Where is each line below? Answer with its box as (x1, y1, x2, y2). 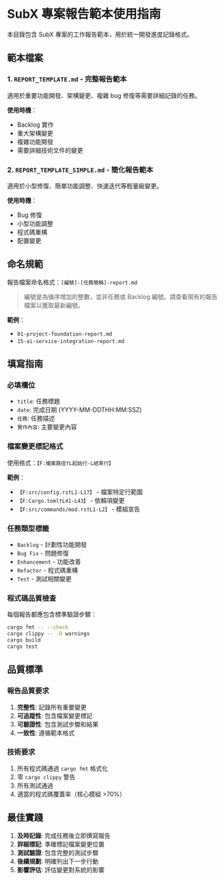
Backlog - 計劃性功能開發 (16, 540, 87, 549)
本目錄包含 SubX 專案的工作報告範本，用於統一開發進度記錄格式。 (7, 30, 193, 38)
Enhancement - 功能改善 (16, 557, 81, 566)
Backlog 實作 (16, 121, 54, 129)
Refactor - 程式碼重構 (16, 566, 79, 575)
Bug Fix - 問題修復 (16, 549, 70, 557)
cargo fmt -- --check (7, 624, 69, 631)
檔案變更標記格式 (7, 442, 64, 451)
